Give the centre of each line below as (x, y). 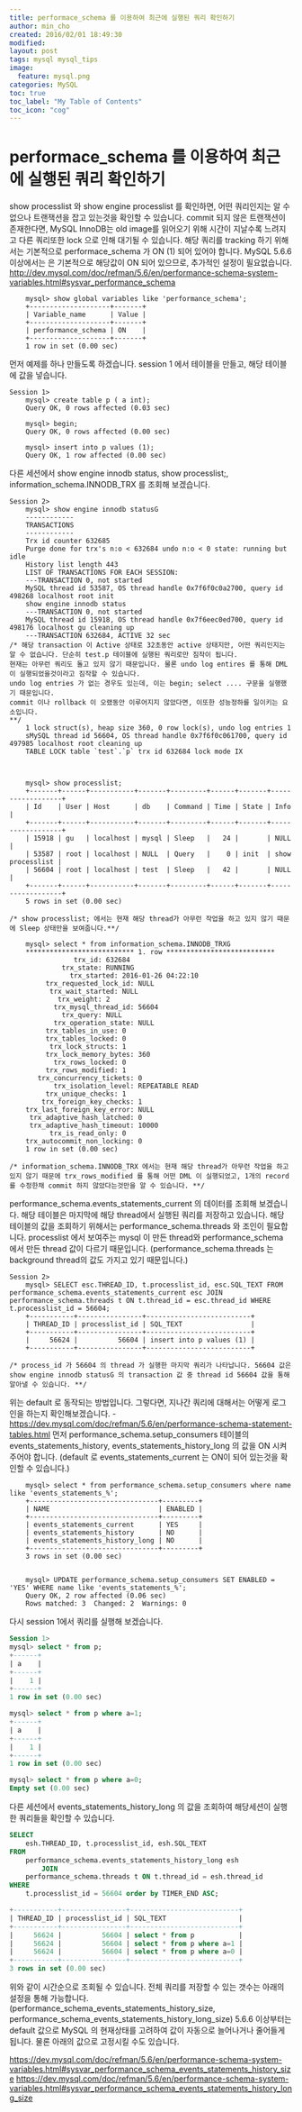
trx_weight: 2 (84, 1000)
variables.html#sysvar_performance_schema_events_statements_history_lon (151, 2089)
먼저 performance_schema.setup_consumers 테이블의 (151, 1434)
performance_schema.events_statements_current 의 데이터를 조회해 (133, 1204)
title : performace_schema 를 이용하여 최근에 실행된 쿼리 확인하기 (122, 18)
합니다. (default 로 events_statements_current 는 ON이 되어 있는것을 (155, 1457)
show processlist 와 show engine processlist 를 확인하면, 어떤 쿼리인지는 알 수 (150, 206)
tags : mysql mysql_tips (54, 59)
